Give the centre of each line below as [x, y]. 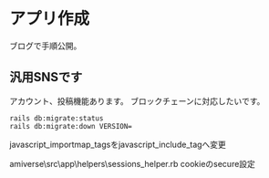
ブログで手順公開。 [46, 46]
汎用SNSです [46, 77]
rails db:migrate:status [57, 118]
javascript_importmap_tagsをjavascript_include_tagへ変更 [118, 144]
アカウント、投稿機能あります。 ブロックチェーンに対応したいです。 [137, 100]
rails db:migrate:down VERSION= [71, 126]
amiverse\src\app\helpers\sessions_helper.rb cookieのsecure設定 [132, 163]
